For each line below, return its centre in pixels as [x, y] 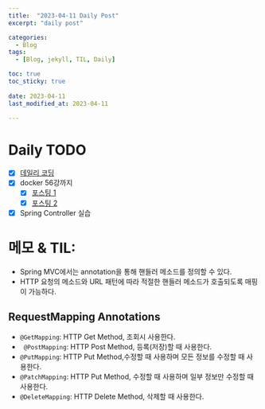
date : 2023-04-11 [37, 96]
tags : [17, 53]
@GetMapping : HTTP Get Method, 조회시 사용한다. [97, 337]
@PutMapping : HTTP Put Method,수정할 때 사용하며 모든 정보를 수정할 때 [132, 357]
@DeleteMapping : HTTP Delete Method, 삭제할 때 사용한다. [112, 397]
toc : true [25, 74]
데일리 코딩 [37, 173]
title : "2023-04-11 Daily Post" [64, 16]
